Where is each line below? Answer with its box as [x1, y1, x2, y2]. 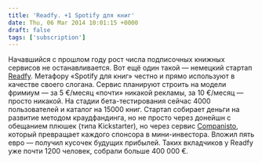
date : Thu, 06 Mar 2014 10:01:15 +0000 [8, 19, 139, 27]
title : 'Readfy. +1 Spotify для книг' [8, 11, 135, 20]
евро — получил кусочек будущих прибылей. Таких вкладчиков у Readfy [8, 138, 253, 147]
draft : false [8, 26, 51, 34]
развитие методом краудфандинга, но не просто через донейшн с [8, 113, 231, 122]
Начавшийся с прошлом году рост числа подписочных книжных [8, 55, 225, 64]
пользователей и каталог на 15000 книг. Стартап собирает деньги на [8, 105, 240, 114]
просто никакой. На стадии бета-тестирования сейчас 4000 [8, 96, 211, 106]
